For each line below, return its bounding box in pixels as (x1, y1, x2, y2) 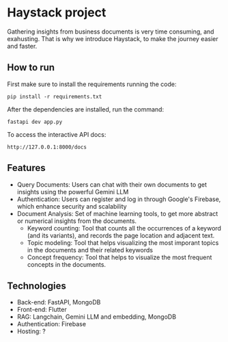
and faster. (7, 42, 38, 50)
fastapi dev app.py (7, 118, 63, 125)
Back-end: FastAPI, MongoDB (16, 298, 101, 306)
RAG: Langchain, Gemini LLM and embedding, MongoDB (16, 313, 176, 321)
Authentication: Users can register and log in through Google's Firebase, (16, 195, 221, 203)
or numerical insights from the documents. (16, 217, 137, 225)
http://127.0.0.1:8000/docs (7, 144, 87, 150)
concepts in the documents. (27, 260, 106, 268)
